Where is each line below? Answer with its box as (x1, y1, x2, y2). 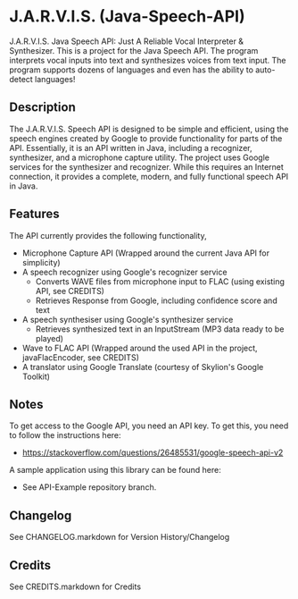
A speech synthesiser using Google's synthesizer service (21, 314, 234, 325)
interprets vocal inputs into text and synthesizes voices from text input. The (9, 55, 286, 65)
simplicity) (21, 257, 61, 267)
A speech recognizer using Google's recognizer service (21, 266, 228, 277)
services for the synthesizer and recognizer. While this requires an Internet (9, 161, 284, 172)
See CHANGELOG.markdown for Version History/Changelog (9, 532, 230, 543)
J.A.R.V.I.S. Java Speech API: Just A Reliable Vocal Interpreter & (9, 36, 244, 46)
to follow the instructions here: (9, 430, 122, 441)
